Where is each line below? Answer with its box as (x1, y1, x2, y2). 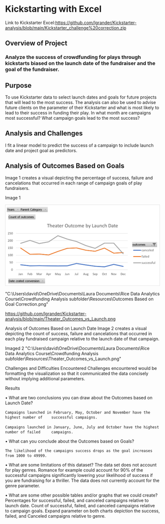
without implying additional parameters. (5, 375, 85, 381)
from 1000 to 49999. (5, 453, 48, 458)
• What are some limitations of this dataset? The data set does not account (5, 462, 157, 468)
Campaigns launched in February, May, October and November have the (5, 410, 151, 415)
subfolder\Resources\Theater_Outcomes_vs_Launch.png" (5, 356, 122, 362)
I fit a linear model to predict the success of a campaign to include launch (5, 142, 154, 148)
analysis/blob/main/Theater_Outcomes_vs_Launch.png (5, 315, 116, 322)
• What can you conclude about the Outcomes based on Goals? (5, 438, 134, 444)
